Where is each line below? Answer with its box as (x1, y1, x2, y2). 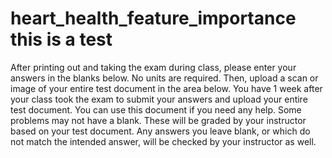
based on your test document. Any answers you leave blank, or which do (10, 125, 311, 137)
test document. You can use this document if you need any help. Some (10, 103, 302, 116)
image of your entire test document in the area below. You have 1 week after (10, 82, 323, 94)
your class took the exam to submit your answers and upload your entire (10, 93, 308, 105)
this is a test (10, 28, 113, 51)
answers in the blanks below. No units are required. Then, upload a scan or (10, 72, 319, 84)
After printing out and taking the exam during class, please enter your (10, 61, 297, 73)
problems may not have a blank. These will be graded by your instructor (10, 114, 307, 126)
